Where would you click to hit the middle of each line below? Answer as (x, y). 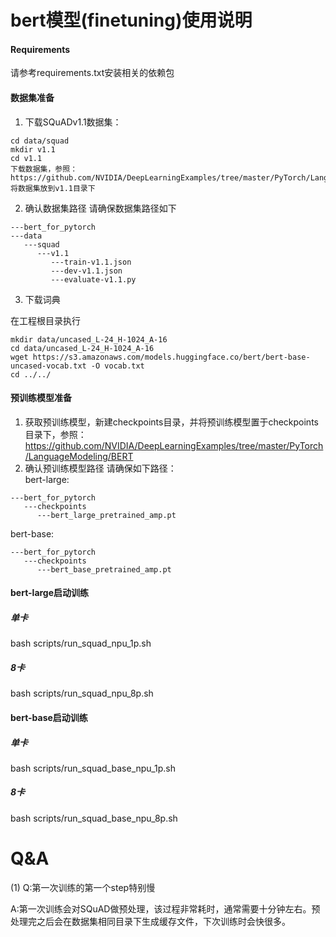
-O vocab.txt (117, 366)
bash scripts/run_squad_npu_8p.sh (82, 693)
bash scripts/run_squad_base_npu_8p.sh (94, 818)
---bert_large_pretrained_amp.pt (106, 515)
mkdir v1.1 (33, 149)
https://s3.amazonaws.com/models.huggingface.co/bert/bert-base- (171, 357)
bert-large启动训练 (50, 593)
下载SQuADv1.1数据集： (73, 122)
